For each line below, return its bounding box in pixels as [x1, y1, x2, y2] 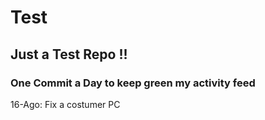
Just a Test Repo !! [10, 46, 128, 63]
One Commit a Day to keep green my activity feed [10, 76, 256, 90]
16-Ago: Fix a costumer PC [10, 98, 121, 110]
